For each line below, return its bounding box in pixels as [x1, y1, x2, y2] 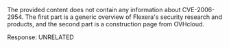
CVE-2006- [182, 6, 215, 14]
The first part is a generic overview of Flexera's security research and [25, 13, 223, 21]
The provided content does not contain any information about [7, 6, 181, 14]
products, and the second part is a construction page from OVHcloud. [7, 20, 204, 28]
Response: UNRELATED [7, 33, 74, 41]
